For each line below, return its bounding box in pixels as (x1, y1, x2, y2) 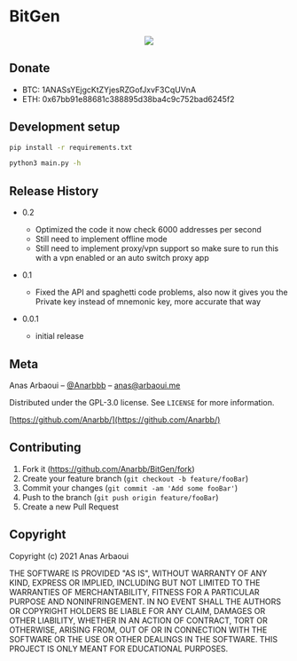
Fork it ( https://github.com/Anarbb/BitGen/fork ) (21, 463, 195, 474)
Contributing (9, 440, 82, 455)
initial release (35, 331, 84, 342)
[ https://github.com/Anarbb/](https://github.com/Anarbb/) (9, 414, 221, 425)
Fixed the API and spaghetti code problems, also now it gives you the (35, 287, 288, 298)
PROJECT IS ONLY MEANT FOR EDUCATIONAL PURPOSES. (9, 643, 229, 654)
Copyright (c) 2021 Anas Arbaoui (9, 550, 129, 561)
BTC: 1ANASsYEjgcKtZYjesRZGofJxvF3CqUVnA (21, 84, 197, 95)
